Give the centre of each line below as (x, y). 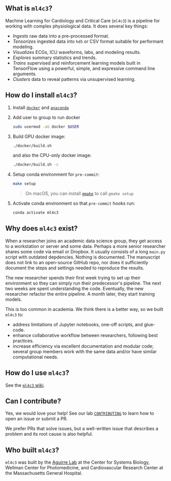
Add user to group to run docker (46, 117)
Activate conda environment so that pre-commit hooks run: (74, 204)
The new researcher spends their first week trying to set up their (73, 277)
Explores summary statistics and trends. (55, 58)
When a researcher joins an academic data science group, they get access (84, 241)
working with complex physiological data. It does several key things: (77, 26)
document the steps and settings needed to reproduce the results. (75, 268)
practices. (23, 341)
